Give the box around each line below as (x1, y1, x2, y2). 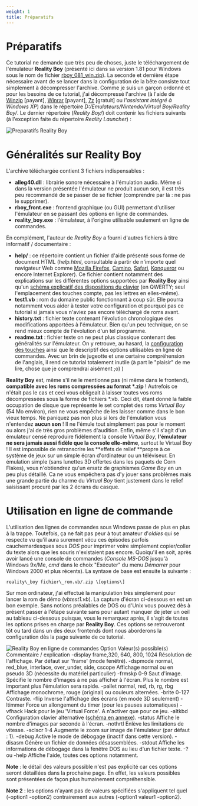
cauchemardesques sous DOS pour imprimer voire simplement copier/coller (6, 542, 191, 550)
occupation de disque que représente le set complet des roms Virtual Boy (6, 402, 186, 409)
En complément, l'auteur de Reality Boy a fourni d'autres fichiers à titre (6, 234, 179, 241)
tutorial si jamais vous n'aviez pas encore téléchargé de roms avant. (14, 309, 180, 316)
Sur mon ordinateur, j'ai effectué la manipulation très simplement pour (6, 590, 176, 597)
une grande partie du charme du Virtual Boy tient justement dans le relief (6, 477, 184, 484)
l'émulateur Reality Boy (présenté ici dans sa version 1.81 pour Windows (6, 66, 181, 73)
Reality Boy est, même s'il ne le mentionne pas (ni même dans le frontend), (6, 377, 189, 384)
